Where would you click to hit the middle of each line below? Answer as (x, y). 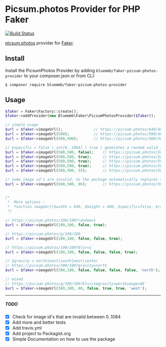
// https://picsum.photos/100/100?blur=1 (48, 248)
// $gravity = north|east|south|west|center (52, 261)
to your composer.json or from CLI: (60, 76)
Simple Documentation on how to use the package (63, 339)
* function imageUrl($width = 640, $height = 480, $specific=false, (80, 206)
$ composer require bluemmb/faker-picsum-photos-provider (66, 85)
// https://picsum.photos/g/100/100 (43, 234)
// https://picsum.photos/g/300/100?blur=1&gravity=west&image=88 (75, 284)
